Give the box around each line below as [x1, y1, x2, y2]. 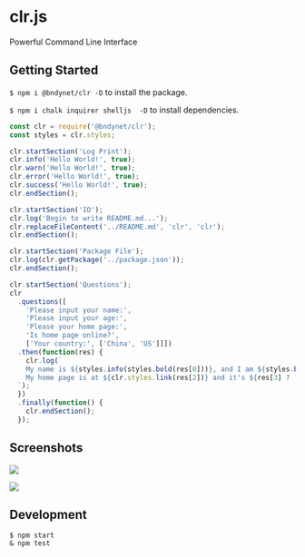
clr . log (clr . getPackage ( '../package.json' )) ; [9, 256, 184, 265]
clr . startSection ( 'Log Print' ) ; [9, 147, 132, 156]
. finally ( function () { [17, 398, 103, 407]
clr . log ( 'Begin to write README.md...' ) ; [9, 213, 169, 223]
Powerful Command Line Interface [9, 36, 138, 47]
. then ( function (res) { [17, 347, 103, 357]
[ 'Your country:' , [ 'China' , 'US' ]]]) [25, 339, 172, 348]
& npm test [9, 539, 51, 548]
